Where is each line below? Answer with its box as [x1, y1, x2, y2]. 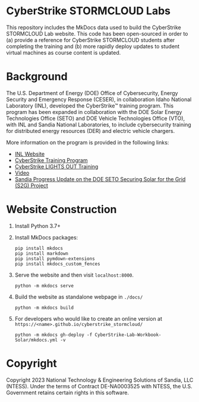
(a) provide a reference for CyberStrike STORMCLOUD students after [6, 36, 175, 43]
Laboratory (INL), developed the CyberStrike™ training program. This [6, 102, 174, 109]
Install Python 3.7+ [14, 222, 61, 229]
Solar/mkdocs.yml [14, 337, 58, 343]
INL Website [14, 150, 45, 157]
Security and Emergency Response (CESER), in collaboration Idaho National [6, 96, 192, 103]
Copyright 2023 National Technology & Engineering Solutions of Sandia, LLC [6, 376, 194, 384]
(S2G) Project [14, 182, 49, 189]
